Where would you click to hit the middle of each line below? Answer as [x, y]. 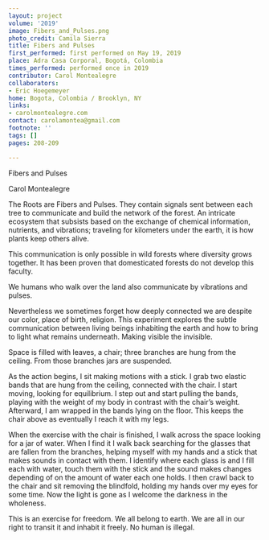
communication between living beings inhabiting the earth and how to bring [133, 328]
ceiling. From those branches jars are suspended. [90, 361]
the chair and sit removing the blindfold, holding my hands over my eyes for [133, 486]
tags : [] [23, 135]
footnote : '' [30, 128]
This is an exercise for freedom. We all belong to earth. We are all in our [126, 518]
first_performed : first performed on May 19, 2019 [95, 53]
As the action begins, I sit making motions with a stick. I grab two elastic [127, 376]
